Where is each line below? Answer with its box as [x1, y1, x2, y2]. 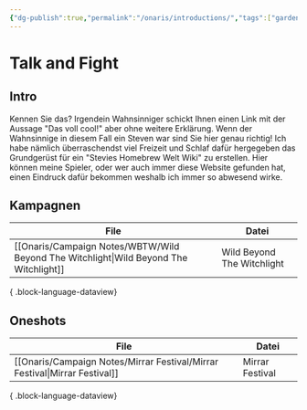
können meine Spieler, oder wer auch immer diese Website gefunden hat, [9, 162, 286, 173]
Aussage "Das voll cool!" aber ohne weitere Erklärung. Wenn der [9, 122, 253, 133]
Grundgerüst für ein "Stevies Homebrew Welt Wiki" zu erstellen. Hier [9, 152, 269, 163]
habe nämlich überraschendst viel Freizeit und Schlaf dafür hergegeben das [9, 142, 296, 153]
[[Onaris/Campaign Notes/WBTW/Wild [14, 240, 180, 253]
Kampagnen [9, 198, 81, 214]
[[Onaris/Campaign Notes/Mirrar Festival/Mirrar [14, 355, 219, 368]
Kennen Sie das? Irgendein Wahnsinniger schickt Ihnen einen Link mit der [9, 113, 286, 124]
